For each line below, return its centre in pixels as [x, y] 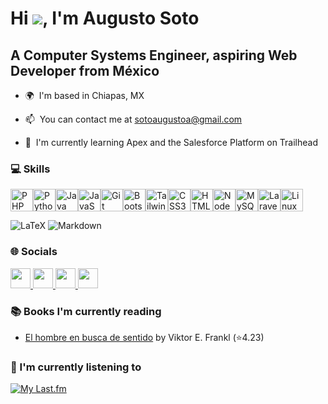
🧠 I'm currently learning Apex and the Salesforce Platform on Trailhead [171, 142]
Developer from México [85, 70]
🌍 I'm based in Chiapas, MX [84, 95]
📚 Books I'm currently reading [86, 311]
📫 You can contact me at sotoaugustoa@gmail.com [133, 119]
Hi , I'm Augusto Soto [105, 18]
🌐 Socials [34, 252]
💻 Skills [30, 169]
